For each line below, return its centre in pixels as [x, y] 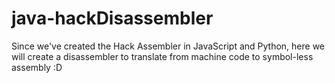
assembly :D [37, 67]
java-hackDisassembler [112, 18]
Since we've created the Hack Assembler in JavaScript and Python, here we [168, 46]
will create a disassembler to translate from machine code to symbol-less [162, 56]
